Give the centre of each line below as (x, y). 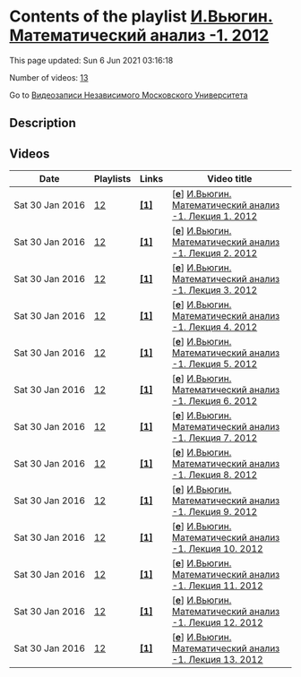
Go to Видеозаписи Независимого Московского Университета (129, 95)
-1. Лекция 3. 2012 (215, 290)
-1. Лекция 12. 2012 (217, 622)
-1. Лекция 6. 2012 (215, 401)
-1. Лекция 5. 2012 (215, 364)
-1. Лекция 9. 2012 (215, 512)
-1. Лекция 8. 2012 (215, 475)
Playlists (112, 179)
